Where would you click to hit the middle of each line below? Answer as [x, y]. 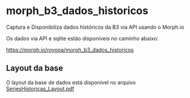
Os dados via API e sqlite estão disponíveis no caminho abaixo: [82, 38]
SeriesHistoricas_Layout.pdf [40, 89]
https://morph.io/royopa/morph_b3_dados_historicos [70, 50]
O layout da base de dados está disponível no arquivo [71, 82]
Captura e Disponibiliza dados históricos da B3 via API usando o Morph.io [95, 27]
